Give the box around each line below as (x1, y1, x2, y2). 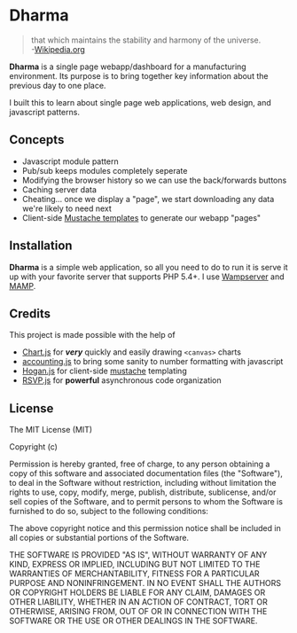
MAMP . (9, 280, 36, 291)
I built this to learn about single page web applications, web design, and (9, 97, 272, 107)
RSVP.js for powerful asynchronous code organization (21, 375, 222, 386)
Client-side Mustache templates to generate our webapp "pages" (21, 212, 262, 223)
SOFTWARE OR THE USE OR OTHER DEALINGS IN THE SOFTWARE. (9, 615, 258, 626)
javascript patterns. (9, 106, 80, 117)
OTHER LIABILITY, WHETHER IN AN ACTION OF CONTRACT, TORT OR (9, 597, 268, 607)
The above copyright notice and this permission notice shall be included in (9, 523, 281, 534)
